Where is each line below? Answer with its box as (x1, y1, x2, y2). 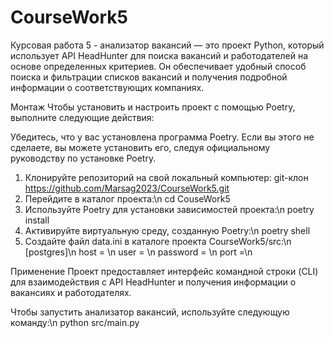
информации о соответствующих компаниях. (10, 81, 205, 93)
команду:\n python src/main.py (10, 316, 140, 328)
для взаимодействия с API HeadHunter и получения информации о (10, 276, 297, 288)
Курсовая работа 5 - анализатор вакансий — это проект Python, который (10, 39, 325, 51)
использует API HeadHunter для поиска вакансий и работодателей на (10, 49, 309, 61)
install (24, 214, 50, 226)
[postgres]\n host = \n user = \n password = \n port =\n (24, 246, 253, 258)
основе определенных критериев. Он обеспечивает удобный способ (10, 60, 307, 72)
